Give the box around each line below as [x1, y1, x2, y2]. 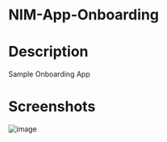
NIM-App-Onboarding [8, 6, 160, 24]
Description [8, 43, 89, 61]
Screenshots [8, 98, 96, 116]
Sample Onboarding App [8, 69, 90, 79]
